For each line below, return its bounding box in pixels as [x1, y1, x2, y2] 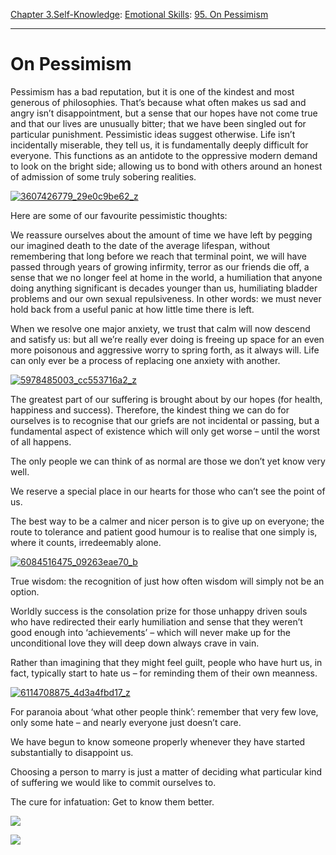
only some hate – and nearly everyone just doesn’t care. [10, 716, 242, 728]
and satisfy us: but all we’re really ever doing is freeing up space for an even [10, 333, 325, 345]
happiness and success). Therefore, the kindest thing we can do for [10, 404, 290, 416]
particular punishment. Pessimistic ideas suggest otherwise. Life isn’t [10, 128, 296, 140]
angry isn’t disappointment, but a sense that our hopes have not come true [10, 107, 318, 119]
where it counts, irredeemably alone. [10, 536, 162, 548]
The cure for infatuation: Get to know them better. [10, 795, 215, 808]
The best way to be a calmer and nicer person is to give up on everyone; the [10, 515, 325, 527]
